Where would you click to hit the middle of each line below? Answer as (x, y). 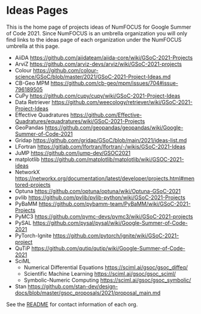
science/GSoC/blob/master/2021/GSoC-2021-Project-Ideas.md (93, 77)
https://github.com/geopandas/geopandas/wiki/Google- (114, 127)
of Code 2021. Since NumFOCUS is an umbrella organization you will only (97, 33)
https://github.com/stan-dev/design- (73, 286)
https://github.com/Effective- (106, 115)
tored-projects (33, 185)
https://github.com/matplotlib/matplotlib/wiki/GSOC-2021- (112, 159)
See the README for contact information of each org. (72, 304)
